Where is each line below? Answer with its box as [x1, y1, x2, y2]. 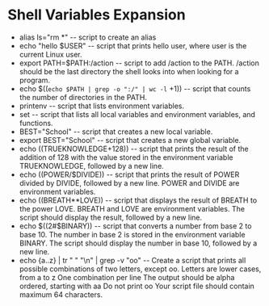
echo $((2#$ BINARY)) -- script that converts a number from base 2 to [19, 220, 252, 231]
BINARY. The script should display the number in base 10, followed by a [19, 238, 258, 248]
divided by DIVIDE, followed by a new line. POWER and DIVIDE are [19, 178, 240, 187]
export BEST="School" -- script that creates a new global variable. [19, 135, 242, 145]
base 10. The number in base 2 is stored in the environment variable [19, 229, 246, 239]
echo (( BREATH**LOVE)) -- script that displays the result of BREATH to [19, 195, 258, 205]
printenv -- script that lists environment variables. [19, 101, 185, 111]
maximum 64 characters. [19, 289, 103, 300]
